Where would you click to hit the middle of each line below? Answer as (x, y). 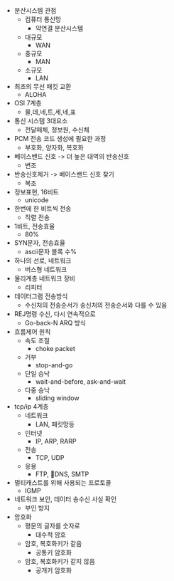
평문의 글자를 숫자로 (52, 526)
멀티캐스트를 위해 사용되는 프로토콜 (62, 482)
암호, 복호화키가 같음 (53, 544)
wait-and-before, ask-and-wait (81, 382)
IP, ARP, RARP (56, 441)
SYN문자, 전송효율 (40, 243)
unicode (37, 200)
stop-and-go (54, 365)
